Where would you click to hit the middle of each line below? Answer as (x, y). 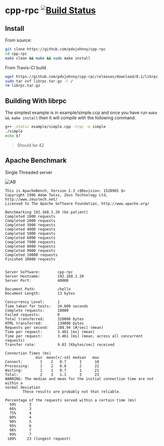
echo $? (13, 136)
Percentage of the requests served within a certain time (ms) (71, 400)
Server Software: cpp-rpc (39, 272)
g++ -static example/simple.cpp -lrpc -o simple (55, 127)
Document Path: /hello (38, 289)
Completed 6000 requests (30, 238)
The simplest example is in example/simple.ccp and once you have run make (81, 113)
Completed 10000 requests (31, 255)
